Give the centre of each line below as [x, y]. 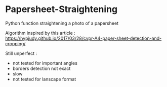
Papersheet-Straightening [61, 9]
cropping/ [15, 43]
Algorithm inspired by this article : [40, 33]
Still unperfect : [21, 53]
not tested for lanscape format [44, 79]
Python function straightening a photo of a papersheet [62, 23]
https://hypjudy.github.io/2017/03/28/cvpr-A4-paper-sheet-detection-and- [83, 38]
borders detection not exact [41, 68]
